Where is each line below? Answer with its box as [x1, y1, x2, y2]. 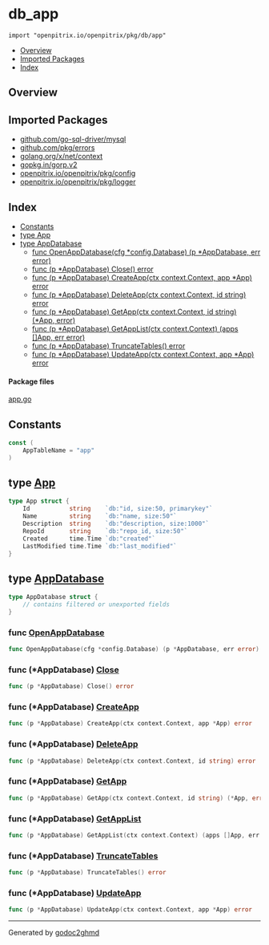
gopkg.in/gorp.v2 [19, 160, 78, 169]
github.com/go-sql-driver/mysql [19, 134, 126, 145]
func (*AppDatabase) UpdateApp [8, 887, 142, 898]
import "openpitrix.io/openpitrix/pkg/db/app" [8, 31, 167, 39]
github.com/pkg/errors [19, 143, 95, 153]
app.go [8, 394, 32, 404]
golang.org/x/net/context [19, 152, 103, 161]
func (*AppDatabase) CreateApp [8, 702, 140, 713]
